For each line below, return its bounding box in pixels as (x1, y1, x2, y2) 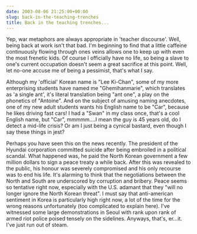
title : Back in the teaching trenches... (6, 19, 110, 25)
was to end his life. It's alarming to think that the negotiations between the (6, 172, 186, 179)
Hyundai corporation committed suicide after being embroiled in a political (6, 146, 187, 153)
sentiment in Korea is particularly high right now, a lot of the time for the (6, 196, 180, 203)
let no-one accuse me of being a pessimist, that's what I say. (6, 67, 154, 74)
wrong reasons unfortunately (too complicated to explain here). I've (6, 203, 170, 210)
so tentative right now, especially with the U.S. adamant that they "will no (6, 184, 183, 191)
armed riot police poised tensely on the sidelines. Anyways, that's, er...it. (6, 215, 183, 222)
